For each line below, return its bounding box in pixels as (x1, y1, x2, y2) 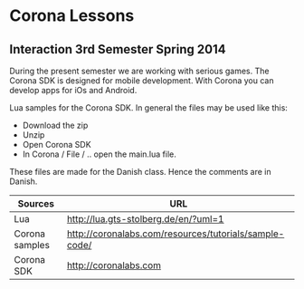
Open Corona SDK (22, 140, 92, 149)
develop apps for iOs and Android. (9, 85, 138, 95)
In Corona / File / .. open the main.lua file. (22, 149, 176, 159)
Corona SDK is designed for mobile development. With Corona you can (9, 75, 274, 86)
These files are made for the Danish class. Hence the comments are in (9, 167, 271, 177)
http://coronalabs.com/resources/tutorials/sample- (66, 227, 285, 240)
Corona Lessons (9, 5, 135, 26)
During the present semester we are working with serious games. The (9, 65, 270, 76)
